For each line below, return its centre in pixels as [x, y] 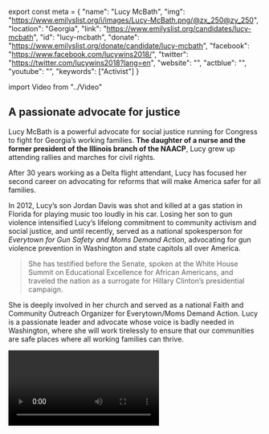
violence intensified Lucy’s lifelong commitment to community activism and [132, 222]
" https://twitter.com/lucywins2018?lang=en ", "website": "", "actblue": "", [128, 63]
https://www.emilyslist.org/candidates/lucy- [179, 29]
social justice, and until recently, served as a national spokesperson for [126, 231]
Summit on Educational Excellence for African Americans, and [130, 272]
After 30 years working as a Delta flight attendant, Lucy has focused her [128, 173]
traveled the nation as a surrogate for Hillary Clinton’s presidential [136, 280]
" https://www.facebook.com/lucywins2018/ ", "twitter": [98, 54]
